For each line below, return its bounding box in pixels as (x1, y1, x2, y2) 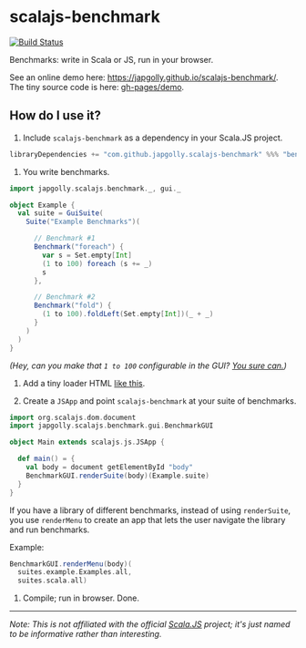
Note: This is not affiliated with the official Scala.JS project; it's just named (9, 619, 291, 630)
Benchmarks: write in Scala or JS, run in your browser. (9, 54, 214, 65)
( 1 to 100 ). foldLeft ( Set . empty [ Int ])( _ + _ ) (42, 310, 214, 319)
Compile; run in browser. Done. (22, 592, 139, 603)
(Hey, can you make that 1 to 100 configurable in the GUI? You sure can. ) (9, 360, 287, 371)
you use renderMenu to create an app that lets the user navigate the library (9, 514, 286, 525)
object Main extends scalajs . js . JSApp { (9, 437, 166, 447)
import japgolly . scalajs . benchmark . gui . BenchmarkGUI (9, 421, 214, 430)
